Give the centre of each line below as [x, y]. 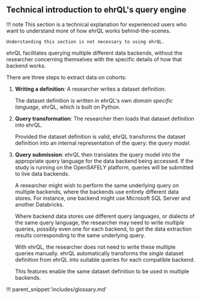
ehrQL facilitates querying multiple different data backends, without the [94, 53]
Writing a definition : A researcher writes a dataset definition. [90, 89]
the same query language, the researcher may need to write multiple [100, 222]
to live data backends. [42, 174]
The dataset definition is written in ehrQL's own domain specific [94, 100]
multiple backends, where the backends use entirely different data [97, 192]
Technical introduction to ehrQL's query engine [96, 10]
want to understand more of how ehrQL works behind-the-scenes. [88, 31]
